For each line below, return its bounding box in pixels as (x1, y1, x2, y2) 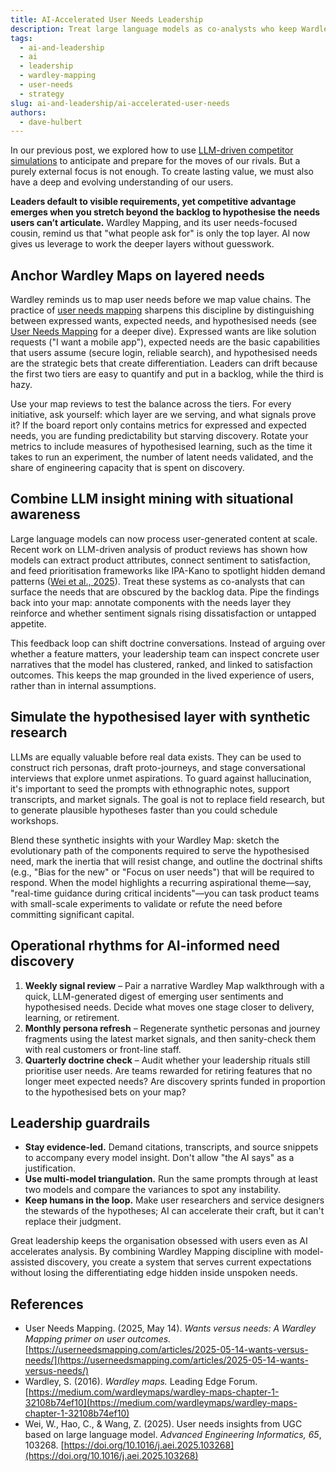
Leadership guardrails (10, 1114, 151, 1131)
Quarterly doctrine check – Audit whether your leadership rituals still (24, 1054, 311, 1066)
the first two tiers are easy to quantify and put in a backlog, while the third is (10, 368, 324, 380)
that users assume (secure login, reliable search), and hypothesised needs (10, 347, 318, 359)
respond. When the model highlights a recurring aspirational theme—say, (10, 876, 312, 888)
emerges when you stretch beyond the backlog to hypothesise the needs (10, 206, 321, 218)
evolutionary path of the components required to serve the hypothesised (10, 844, 310, 856)
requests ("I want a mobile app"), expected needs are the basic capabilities (10, 336, 321, 348)
